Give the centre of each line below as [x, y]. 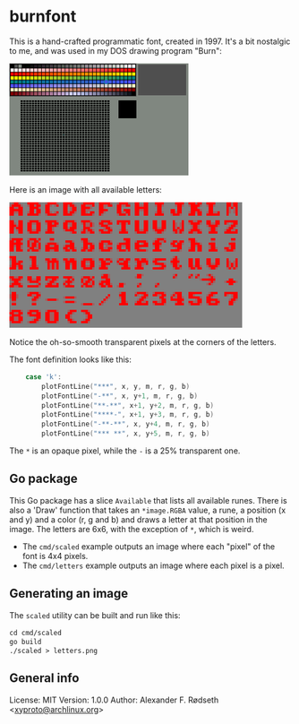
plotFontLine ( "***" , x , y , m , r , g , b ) [116, 386]
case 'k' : [44, 377]
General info [44, 678]
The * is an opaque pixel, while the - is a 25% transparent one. [125, 451]
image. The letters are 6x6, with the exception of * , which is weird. [132, 529]
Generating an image [69, 594]
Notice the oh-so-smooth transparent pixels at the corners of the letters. [143, 341]
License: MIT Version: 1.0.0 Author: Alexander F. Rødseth [114, 700]
